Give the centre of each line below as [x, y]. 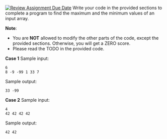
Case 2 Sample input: [28, 100]
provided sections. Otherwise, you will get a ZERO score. [71, 43]
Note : [11, 28]
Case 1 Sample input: [27, 58]
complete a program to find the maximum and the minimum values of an [80, 13]
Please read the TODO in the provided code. [58, 49]
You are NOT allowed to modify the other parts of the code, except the [86, 38]
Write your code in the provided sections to [117, 8]
